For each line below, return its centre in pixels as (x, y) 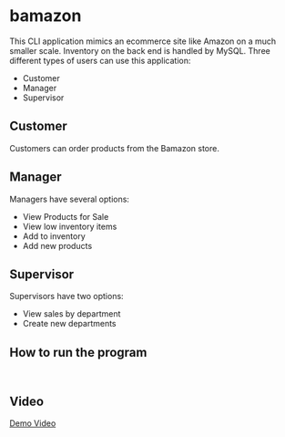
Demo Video (33, 423)
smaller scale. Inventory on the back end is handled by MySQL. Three (140, 50)
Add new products (57, 245)
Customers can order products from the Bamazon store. (115, 148)
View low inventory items (70, 226)
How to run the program (78, 352)
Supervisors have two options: (67, 297)
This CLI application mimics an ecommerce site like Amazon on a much (143, 41)
